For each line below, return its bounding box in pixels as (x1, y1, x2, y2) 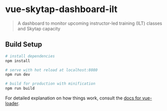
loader (5, 100, 19, 106)
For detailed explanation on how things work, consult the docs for (5, 95, 141, 101)
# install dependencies (5, 53, 55, 59)
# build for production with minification (5, 81, 96, 86)
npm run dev (5, 72, 30, 77)
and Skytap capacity (17, 25, 60, 31)
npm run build (5, 86, 35, 91)
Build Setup (5, 40, 42, 49)
